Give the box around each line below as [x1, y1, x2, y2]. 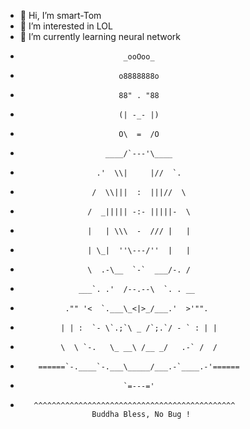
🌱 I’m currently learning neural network [19, 31, 181, 42]
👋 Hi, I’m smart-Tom [19, 10, 102, 21]
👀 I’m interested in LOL [19, 20, 113, 32]
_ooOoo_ [123, 52, 155, 62]
